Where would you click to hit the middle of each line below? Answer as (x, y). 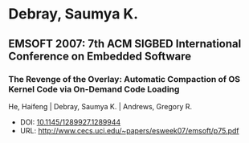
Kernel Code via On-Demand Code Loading (94, 89)
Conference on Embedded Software (100, 56)
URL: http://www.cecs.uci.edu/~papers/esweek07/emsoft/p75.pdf (129, 130)
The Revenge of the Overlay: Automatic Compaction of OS (124, 79)
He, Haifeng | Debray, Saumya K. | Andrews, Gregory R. (100, 106)
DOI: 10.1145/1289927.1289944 (70, 122)
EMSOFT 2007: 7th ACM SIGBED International (125, 44)
